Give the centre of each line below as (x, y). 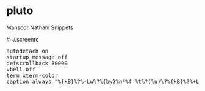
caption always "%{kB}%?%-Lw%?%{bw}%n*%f (69, 81)
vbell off (21, 69)
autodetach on (27, 51)
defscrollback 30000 (37, 63)
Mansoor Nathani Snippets (40, 27)
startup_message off (37, 57)
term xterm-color (32, 75)
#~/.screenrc (23, 39)
